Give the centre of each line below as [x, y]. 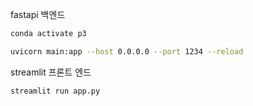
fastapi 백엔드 [38, 14]
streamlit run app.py [55, 91]
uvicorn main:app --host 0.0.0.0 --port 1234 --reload [127, 51]
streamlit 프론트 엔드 [51, 72]
